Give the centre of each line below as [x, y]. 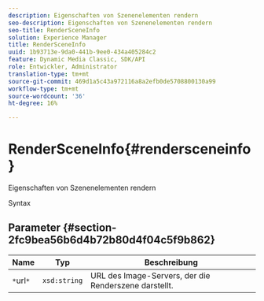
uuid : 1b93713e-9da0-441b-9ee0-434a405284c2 [82, 52]
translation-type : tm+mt [49, 74]
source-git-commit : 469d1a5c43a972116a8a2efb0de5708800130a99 [112, 81]
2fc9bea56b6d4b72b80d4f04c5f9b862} [112, 240]
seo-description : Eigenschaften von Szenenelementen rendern [110, 23]
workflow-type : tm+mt [44, 89]
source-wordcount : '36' [47, 96]
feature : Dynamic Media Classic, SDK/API [77, 60]
